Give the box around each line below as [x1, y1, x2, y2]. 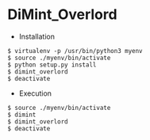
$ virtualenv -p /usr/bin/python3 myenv [7, 47, 144, 55]
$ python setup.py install [7, 61, 97, 69]
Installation [18, 32, 56, 41]
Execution [18, 89, 52, 98]
